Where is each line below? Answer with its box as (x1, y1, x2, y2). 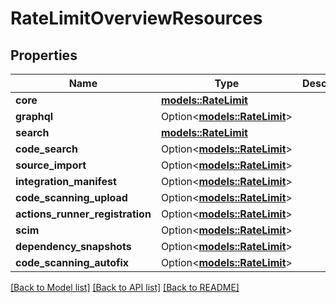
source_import (15, 158, 87, 172)
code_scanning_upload (15, 191, 128, 204)
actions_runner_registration (15, 207, 152, 221)
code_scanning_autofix (15, 256, 130, 269)
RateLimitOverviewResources (10, 7, 263, 30)
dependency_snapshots (15, 240, 132, 253)
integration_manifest (15, 175, 117, 188)
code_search (15, 142, 78, 156)
